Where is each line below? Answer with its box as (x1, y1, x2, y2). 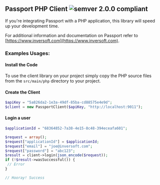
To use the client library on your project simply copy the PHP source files (5, 73, 152, 79)
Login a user (5, 115, 31, 121)
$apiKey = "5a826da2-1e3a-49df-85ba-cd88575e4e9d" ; (5, 100, 112, 105)
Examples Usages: (5, 50, 50, 57)
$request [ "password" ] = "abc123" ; (5, 148, 76, 153)
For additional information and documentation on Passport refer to (5, 32, 138, 38)
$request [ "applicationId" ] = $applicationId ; (5, 139, 99, 144)
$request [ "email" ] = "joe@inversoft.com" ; (5, 144, 93, 149)
